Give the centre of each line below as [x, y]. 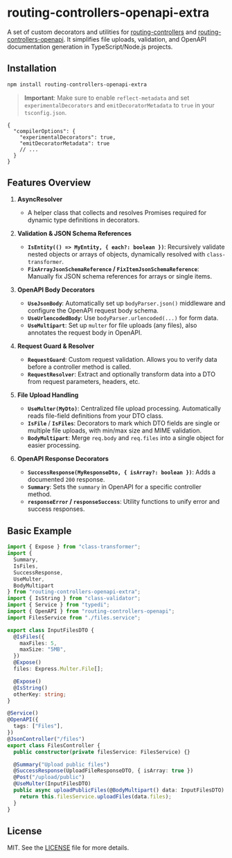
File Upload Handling [48, 395]
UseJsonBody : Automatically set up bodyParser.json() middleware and [126, 304]
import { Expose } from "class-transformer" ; [74, 547]
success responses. [56, 509]
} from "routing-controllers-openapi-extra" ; [74, 592]
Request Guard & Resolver [56, 346]
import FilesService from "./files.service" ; [74, 618]
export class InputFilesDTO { [51, 630]
